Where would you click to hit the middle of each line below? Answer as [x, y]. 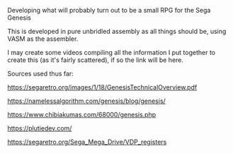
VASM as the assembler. [43, 39]
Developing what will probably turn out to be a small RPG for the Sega [109, 10]
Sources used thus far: [41, 74]
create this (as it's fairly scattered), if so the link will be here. [96, 60]
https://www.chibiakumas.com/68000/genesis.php [82, 115]
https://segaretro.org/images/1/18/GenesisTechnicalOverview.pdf [102, 87]
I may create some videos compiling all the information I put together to [112, 53]
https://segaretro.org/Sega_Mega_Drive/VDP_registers [87, 142]
